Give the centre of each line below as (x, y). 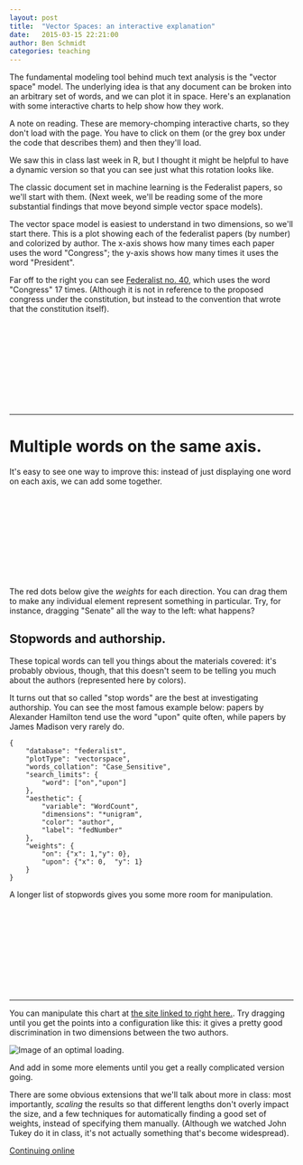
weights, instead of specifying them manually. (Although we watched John (148, 1123)
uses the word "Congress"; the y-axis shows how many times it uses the (144, 253)
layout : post (34, 18)
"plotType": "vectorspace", (78, 759)
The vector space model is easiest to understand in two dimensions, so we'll (151, 224)
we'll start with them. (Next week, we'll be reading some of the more (136, 197)
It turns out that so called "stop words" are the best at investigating (134, 697)
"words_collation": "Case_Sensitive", (98, 767)
